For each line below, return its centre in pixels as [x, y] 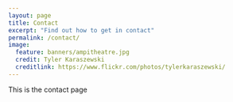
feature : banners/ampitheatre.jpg [72, 52]
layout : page [30, 15]
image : [19, 45]
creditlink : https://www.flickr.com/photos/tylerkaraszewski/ [120, 67]
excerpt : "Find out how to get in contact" [82, 30]
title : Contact [33, 23]
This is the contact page [48, 89]
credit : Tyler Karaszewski [60, 60]
